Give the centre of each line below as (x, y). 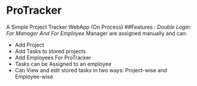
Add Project (30, 45)
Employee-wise (34, 76)
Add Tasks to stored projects (50, 51)
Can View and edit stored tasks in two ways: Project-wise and (91, 70)
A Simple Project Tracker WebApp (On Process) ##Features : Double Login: (99, 27)
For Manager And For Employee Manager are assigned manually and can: (97, 33)
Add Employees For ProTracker (53, 57)
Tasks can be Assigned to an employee (63, 64)
